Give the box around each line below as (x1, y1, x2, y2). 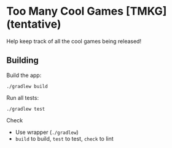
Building (6, 55, 39, 65)
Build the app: (6, 72, 42, 79)
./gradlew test (6, 106, 45, 112)
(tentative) (6, 17, 61, 31)
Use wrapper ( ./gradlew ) (15, 128, 79, 136)
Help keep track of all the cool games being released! (6, 37, 142, 45)
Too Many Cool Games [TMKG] (6, 4, 167, 18)
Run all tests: (6, 94, 39, 102)
